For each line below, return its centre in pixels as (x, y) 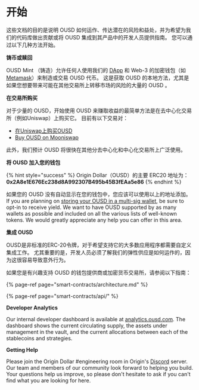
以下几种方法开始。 (35, 45)
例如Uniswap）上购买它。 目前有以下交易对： (72, 118)
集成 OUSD (20, 232)
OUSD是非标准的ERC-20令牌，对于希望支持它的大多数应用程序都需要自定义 (99, 245)
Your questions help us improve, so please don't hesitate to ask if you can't (98, 374)
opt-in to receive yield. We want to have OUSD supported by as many (91, 207)
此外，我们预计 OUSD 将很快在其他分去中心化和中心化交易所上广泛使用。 (96, 149)
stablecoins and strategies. (39, 338)
